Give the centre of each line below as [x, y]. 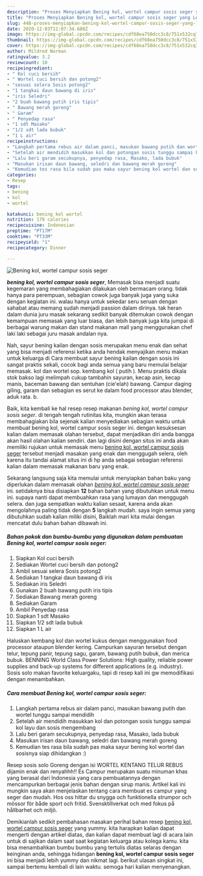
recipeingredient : [30, 68]
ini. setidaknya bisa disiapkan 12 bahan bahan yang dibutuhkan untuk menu [101, 491]
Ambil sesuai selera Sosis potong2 [58, 571]
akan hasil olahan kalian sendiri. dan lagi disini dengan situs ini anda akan [98, 440]
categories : [22, 175]
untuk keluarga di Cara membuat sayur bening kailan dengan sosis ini [93, 358]
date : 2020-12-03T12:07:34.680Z [47, 29]
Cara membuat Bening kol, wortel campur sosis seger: [77, 693]
